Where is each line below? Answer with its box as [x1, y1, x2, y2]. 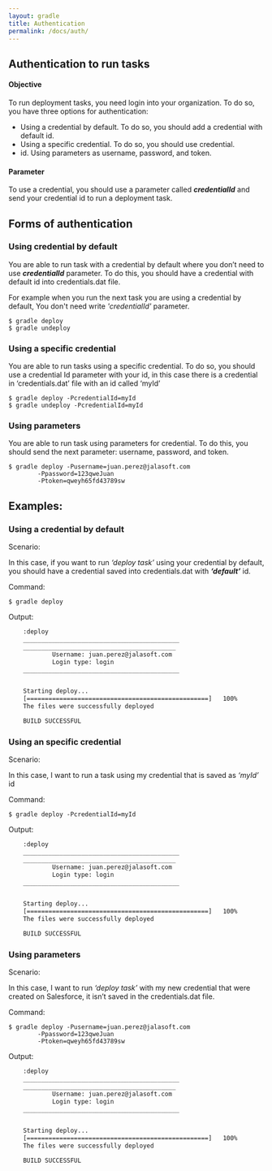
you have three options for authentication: [8, 106, 149, 116]
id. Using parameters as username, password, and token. [19, 148, 212, 158]
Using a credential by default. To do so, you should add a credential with [19, 122, 263, 132]
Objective [8, 80, 42, 89]
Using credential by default [8, 241, 118, 253]
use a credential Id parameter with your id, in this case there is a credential [8, 370, 258, 380]
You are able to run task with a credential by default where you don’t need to [8, 259, 265, 269]
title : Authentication [8, 19, 85, 28]
